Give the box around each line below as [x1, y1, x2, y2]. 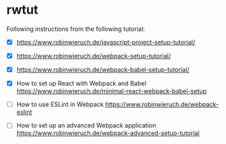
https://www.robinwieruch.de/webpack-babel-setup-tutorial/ [16, 66, 190, 74]
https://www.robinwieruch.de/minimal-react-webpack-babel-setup [16, 87, 207, 95]
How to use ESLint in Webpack [16, 100, 104, 108]
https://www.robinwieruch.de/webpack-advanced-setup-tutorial [16, 129, 200, 137]
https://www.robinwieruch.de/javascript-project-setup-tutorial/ [16, 38, 196, 46]
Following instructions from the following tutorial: [6, 25, 145, 33]
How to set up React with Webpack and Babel [16, 80, 147, 88]
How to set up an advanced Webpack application [16, 121, 156, 130]
